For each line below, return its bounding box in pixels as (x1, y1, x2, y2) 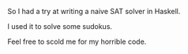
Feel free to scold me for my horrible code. (7, 37, 147, 46)
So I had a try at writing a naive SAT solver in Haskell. (7, 7, 181, 16)
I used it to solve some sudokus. (7, 22, 112, 31)
